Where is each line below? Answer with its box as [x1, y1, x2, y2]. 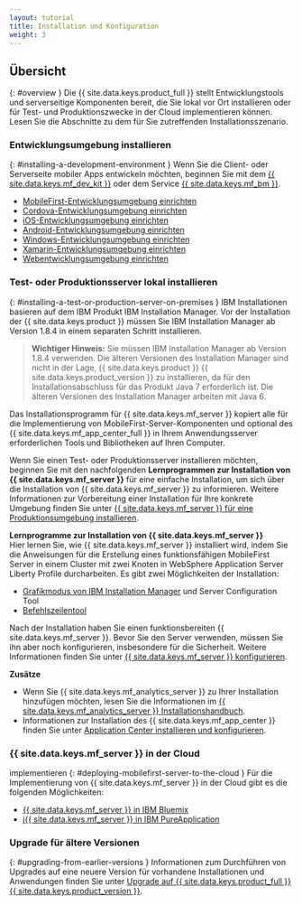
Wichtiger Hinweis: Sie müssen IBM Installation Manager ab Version [31, 342, 287, 353]
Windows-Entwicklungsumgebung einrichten [22, 234, 190, 245]
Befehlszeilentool [22, 604, 87, 615]
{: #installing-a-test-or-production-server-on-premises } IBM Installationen [9, 296, 288, 307]
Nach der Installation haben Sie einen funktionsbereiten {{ [9, 622, 224, 633]
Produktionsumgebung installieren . [9, 512, 140, 523]
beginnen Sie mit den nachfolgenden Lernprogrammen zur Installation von [9, 464, 291, 475]
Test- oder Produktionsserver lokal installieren [9, 276, 218, 289]
